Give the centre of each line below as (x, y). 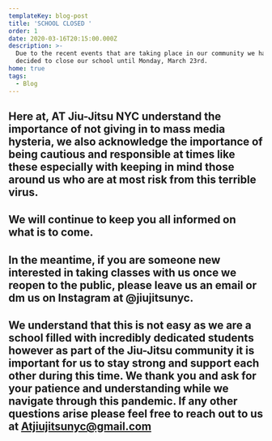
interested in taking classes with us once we (123, 272)
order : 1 (23, 31)
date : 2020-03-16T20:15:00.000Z (63, 38)
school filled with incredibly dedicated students (131, 338)
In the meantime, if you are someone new (115, 260)
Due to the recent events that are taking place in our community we (135, 53)
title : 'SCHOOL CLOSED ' (50, 23)
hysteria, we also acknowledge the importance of (136, 141)
